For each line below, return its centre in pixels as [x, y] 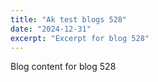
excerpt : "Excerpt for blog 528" [80, 38]
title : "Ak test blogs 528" [69, 19]
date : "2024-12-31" [51, 29]
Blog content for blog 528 [63, 67]
